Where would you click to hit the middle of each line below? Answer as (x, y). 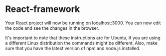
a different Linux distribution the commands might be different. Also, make (82, 43)
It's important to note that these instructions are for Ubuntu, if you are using (83, 38)
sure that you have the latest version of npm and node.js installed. (73, 48)
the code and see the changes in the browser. (52, 28)
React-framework (43, 9)
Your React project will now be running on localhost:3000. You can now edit (83, 23)
